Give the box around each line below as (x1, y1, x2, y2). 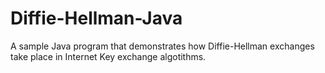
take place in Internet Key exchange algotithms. (10, 50, 207, 62)
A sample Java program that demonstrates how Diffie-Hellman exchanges (10, 40, 315, 52)
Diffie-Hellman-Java (10, 7, 183, 30)
